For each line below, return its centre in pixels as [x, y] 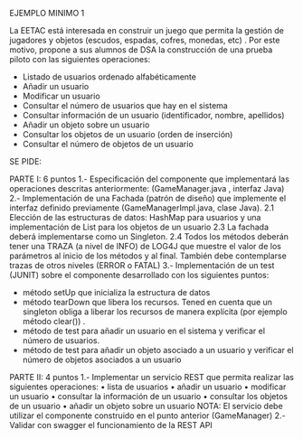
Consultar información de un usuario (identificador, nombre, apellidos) [153, 115]
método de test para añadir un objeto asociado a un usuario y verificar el [158, 350]
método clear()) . [54, 321]
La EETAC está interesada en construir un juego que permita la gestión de [147, 30]
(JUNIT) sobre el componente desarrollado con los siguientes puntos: [139, 275]
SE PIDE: [26, 161]
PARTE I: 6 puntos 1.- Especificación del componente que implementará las [149, 179]
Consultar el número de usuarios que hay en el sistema [125, 106]
